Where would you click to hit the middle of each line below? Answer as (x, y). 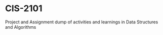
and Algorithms (20, 27)
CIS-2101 (24, 9)
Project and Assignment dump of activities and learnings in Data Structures (81, 22)
